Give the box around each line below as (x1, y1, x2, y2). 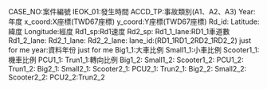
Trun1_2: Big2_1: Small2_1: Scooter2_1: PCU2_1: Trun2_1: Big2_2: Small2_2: (8, 64, 247, 73)
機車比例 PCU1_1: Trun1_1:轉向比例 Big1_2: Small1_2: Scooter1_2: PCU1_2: (8, 55, 245, 64)
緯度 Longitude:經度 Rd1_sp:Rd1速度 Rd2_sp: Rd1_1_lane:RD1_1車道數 (8, 27, 230, 36)
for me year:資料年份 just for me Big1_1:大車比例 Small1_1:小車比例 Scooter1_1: (8, 45, 260, 54)
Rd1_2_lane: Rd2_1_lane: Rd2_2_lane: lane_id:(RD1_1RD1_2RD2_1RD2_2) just (8, 36, 252, 45)
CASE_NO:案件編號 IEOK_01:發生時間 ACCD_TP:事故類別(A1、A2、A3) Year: (8, 7, 256, 16)
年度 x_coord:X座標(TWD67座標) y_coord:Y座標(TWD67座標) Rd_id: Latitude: (8, 17, 260, 26)
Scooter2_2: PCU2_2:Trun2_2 (8, 72, 105, 82)
